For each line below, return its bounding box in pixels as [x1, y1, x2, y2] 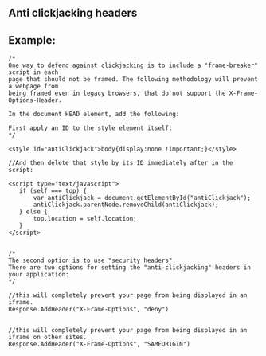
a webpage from [8, 83, 59, 91]
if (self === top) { [18, 187, 88, 195]
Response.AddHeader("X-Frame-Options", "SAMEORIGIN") [8, 340, 191, 349]
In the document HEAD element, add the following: [8, 111, 180, 119]
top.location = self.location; [33, 215, 137, 223]
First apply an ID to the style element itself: [8, 124, 173, 132]
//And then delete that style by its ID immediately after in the [8, 159, 233, 167]
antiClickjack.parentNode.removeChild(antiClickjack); [33, 201, 219, 209]
